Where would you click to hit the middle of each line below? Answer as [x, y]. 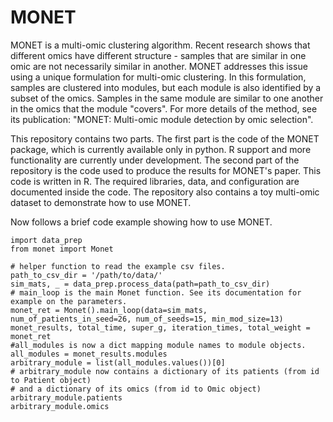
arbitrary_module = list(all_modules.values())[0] [118, 362]
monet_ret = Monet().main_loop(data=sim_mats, [109, 310]
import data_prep [46, 240]
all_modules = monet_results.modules [89, 354]
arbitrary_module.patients [66, 397]
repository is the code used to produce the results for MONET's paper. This [166, 170]
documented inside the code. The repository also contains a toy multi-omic [165, 192]
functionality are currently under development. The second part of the [155, 160]
